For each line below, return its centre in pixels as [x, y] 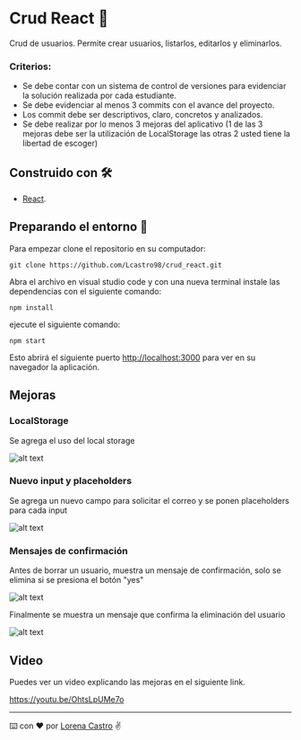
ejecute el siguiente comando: [65, 324]
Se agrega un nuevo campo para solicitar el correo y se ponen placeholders [149, 500]
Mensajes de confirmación [69, 551]
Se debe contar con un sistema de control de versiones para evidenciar [154, 86]
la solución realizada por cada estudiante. [99, 96]
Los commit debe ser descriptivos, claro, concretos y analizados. [142, 115]
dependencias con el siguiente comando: [86, 291]
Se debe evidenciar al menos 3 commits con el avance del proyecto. [148, 105]
